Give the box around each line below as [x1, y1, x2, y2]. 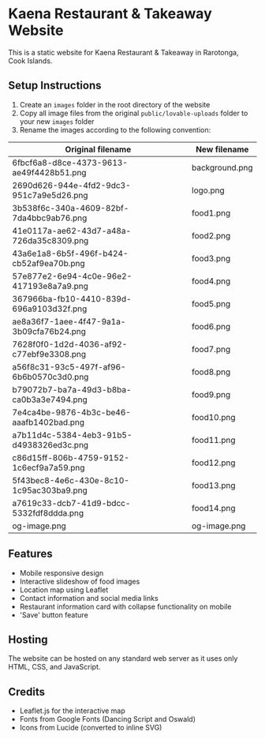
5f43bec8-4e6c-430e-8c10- [12, 475, 130, 486]
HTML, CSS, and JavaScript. [8, 662, 101, 672]
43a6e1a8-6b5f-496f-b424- [12, 248, 129, 259]
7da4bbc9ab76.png [12, 212, 88, 223]
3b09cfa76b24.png [12, 325, 87, 336]
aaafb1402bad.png [12, 416, 85, 427]
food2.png [192, 230, 231, 241]
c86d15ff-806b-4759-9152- [12, 452, 130, 463]
